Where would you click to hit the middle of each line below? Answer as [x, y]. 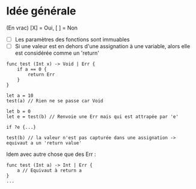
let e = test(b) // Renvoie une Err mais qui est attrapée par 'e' [93, 117]
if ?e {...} [21, 128]
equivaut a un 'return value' [44, 143]
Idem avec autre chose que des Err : [51, 154]
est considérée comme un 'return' [57, 53]
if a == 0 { [32, 70]
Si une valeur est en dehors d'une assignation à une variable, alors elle [103, 46]
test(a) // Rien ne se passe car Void [55, 101]
